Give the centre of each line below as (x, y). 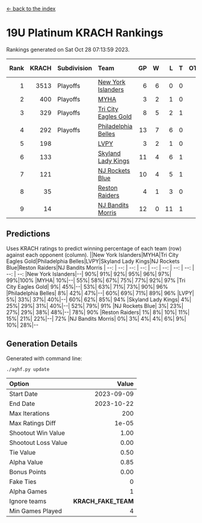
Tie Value (23, 452)
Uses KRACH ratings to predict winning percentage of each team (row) (94, 248)
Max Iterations (29, 413)
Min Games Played (35, 511)
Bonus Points (28, 472)
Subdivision (75, 68)
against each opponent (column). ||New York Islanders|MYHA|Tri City (93, 255)
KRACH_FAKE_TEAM (103, 501)
